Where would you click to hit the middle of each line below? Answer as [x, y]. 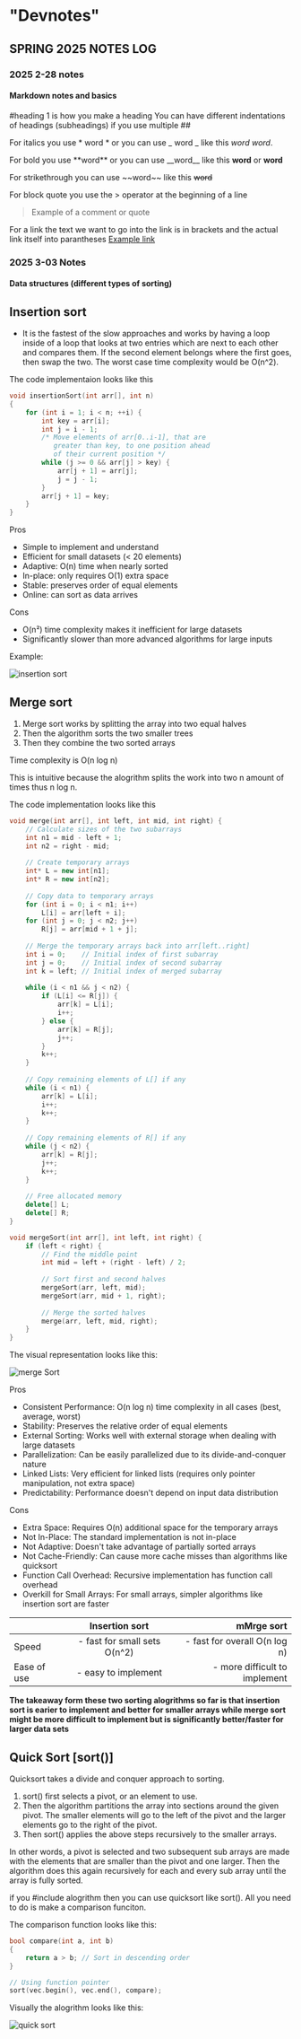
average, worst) [52, 1417]
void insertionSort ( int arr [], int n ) [82, 396]
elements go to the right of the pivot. [90, 1825]
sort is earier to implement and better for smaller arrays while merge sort [148, 1710]
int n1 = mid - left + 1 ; [74, 837]
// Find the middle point [90, 1254]
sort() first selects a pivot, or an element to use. [110, 1797]
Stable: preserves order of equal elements [100, 585]
